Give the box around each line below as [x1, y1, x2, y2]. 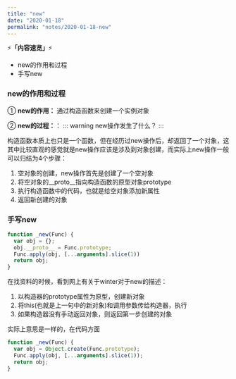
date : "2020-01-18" [7, 17, 65, 24]
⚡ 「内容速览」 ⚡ [7, 44, 53, 52]
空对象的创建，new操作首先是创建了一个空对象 [17, 168, 154, 177]
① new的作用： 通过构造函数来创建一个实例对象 [7, 106, 150, 115]
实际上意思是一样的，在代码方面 [7, 325, 100, 333]
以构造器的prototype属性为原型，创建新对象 [17, 292, 146, 301]
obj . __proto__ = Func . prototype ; [13, 244, 112, 251]
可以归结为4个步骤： [7, 154, 68, 162]
